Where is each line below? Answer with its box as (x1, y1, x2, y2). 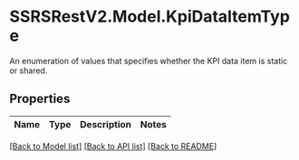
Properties (9, 91, 71, 107)
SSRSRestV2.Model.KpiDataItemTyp (9, 6, 290, 27)
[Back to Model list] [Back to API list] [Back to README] (9, 140, 217, 151)
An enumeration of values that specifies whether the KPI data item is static (9, 55, 288, 66)
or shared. (9, 65, 48, 76)
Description (80, 118, 131, 130)
